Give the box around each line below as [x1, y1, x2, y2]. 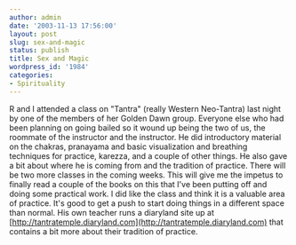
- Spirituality [9, 79, 66, 88]
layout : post [9, 29, 58, 38]
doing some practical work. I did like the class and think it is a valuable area [9, 188, 285, 199]
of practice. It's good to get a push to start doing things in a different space [9, 197, 284, 209]
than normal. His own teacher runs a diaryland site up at [9, 207, 215, 217]
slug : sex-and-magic [9, 37, 86, 47]
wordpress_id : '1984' [9, 63, 90, 72]
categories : [9, 71, 53, 80]
